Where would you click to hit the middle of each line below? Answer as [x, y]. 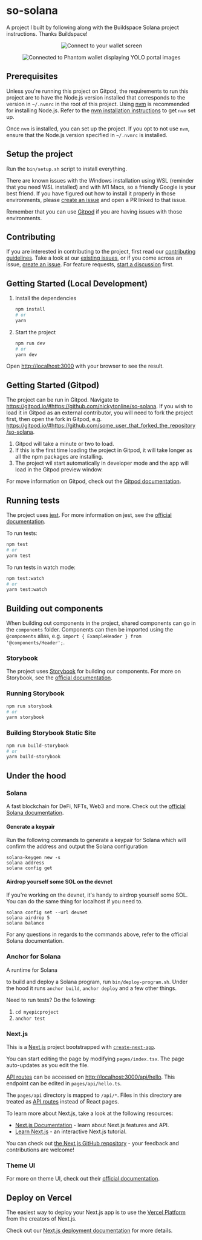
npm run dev [30, 343]
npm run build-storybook [37, 746]
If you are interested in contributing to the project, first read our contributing [101, 252]
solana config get [29, 868]
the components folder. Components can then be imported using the [90, 630]
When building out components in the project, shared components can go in [101, 623]
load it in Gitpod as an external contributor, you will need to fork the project [100, 413]
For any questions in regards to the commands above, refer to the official [97, 934]
